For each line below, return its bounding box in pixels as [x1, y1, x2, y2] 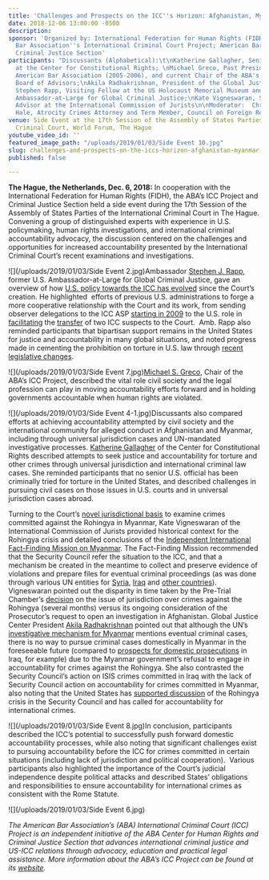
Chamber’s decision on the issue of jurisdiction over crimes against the [8, 595, 243, 605]
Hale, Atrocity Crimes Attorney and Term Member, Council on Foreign [15, 109, 252, 117]
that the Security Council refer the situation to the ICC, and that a [8, 552, 223, 562]
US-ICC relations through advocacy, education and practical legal [8, 846, 227, 856]
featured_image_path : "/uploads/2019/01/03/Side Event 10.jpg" [8, 138, 224, 147]
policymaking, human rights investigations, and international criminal [8, 226, 235, 235]
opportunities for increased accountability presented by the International [8, 242, 248, 252]
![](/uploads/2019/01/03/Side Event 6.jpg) [8, 805, 146, 815]
